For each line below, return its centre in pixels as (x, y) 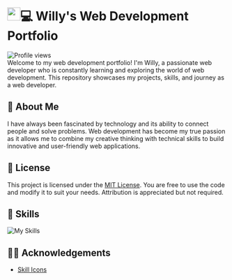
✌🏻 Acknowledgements (59, 252)
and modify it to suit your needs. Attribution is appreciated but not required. (116, 192)
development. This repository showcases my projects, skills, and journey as (116, 78)
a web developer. (32, 84)
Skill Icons (32, 270)
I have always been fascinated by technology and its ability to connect (108, 124)
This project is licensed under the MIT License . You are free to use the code (116, 184)
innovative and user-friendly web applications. (74, 146)
